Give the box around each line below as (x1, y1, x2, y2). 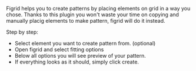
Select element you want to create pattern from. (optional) (14, 40, 156, 47)
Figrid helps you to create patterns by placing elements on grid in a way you (6, 5, 191, 12)
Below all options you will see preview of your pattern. (14, 52, 146, 59)
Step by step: (6, 29, 38, 35)
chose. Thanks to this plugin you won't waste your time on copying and (6, 11, 180, 18)
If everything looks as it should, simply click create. (14, 58, 139, 65)
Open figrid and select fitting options (14, 46, 104, 53)
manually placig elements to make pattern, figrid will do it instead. (6, 17, 166, 24)
